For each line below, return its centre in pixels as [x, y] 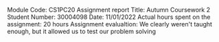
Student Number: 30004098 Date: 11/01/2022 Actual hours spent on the [109, 17]
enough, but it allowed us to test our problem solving [82, 31]
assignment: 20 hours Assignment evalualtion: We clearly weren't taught [110, 24]
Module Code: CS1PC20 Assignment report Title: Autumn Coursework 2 [109, 10]
